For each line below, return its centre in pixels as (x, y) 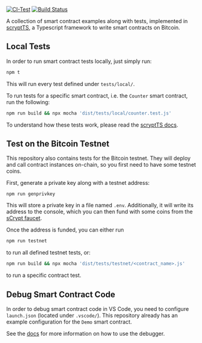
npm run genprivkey (31, 194)
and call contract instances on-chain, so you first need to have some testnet (101, 165)
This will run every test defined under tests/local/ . (70, 84)
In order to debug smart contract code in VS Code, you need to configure (98, 308)
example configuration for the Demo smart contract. (69, 322)
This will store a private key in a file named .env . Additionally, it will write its (100, 205)
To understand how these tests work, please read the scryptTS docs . (92, 125)
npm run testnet (27, 241)
